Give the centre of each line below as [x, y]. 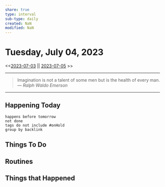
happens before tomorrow [30, 117]
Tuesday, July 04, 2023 [55, 52]
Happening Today [33, 106]
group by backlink [24, 129]
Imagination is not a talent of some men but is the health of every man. [88, 80]
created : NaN [18, 23]
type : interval [21, 14]
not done [14, 121]
